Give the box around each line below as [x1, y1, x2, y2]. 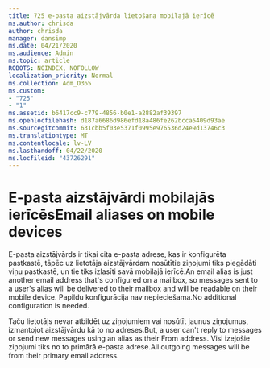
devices [8, 223, 63, 242]
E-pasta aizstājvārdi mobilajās [8, 188, 215, 207]
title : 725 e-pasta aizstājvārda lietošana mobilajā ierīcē [8, 11, 215, 20]
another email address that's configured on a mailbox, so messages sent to [8, 275, 258, 285]
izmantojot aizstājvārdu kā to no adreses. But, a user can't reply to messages [8, 325, 262, 335]
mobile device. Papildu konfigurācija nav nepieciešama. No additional [8, 292, 237, 302]
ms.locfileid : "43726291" [8, 154, 95, 162]
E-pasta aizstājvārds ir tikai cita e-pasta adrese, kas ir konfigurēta [8, 250, 227, 259]
